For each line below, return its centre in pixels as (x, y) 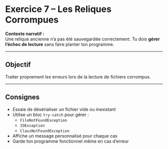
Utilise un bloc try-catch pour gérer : (50, 114)
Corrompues (32, 20)
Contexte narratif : (25, 33)
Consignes (22, 97)
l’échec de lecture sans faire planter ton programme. (60, 44)
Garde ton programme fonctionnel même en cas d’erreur (70, 141)
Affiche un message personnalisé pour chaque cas (65, 135)
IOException (32, 125)
